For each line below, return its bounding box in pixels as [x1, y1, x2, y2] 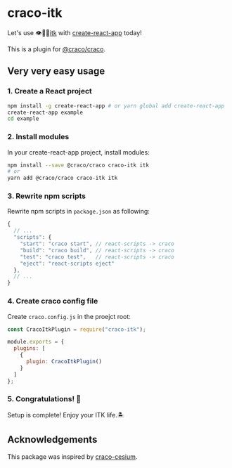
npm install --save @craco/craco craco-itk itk [7, 162, 150, 169]
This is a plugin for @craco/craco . [7, 44, 106, 53]
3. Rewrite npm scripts [7, 191, 86, 201]
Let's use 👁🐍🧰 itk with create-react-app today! [7, 28, 142, 37]
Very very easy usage [7, 65, 105, 77]
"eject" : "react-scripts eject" [20, 260, 115, 267]
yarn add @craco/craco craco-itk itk [7, 174, 118, 182]
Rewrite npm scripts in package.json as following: [7, 207, 150, 216]
